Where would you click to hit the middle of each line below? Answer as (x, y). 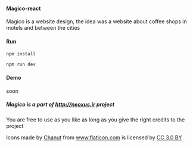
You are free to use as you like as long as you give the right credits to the (96, 120)
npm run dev (21, 65)
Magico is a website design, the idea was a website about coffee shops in (96, 21)
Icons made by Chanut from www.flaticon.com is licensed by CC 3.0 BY (94, 137)
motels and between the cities (43, 28)
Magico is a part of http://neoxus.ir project (60, 105)
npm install (21, 54)
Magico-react (24, 8)
